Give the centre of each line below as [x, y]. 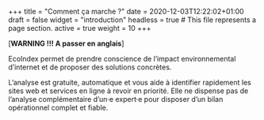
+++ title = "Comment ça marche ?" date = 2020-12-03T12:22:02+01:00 [126, 11]
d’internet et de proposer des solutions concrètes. [90, 67]
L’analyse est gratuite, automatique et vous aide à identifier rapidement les [130, 82]
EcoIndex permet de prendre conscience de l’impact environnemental [122, 59]
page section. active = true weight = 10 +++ [80, 28]
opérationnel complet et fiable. [58, 107]
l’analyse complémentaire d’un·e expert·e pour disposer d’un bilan [116, 99]
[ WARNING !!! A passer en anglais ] [66, 43]
